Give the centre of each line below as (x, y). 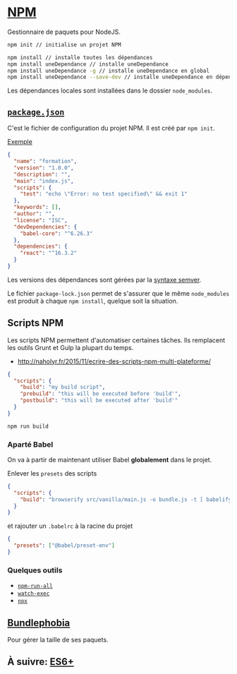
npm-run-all (35, 586)
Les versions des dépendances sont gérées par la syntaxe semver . (104, 279)
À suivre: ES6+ (41, 662)
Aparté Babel (30, 444)
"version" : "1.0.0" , (44, 168)
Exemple (20, 142)
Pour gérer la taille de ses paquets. (58, 640)
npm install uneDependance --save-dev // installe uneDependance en (110, 77)
